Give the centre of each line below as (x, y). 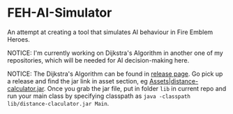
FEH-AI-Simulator (60, 13)
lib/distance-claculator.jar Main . (58, 103)
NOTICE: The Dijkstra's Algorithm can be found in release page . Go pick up (115, 74)
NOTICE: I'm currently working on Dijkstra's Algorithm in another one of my (115, 53)
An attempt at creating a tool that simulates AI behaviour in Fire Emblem (110, 32)
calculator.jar (25, 88)
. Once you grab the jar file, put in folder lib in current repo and (135, 88)
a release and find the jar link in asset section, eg (77, 81)
